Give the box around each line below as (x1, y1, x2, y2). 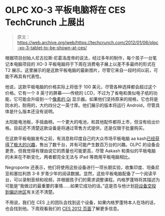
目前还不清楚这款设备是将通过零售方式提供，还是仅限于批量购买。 (13, 125, 147, 131)
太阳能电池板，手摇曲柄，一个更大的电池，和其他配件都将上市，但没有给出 (5, 119, 156, 124)
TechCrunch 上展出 (5, 17, 85, 28)
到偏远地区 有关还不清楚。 (5, 189, 57, 195)
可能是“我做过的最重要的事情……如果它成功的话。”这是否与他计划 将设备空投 (5, 183, 156, 188)
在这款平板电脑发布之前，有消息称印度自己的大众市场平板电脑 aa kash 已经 (5, 135, 156, 141)
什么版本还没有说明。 (13, 108, 57, 114)
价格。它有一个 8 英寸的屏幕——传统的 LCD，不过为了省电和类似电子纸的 (5, 90, 154, 96)
